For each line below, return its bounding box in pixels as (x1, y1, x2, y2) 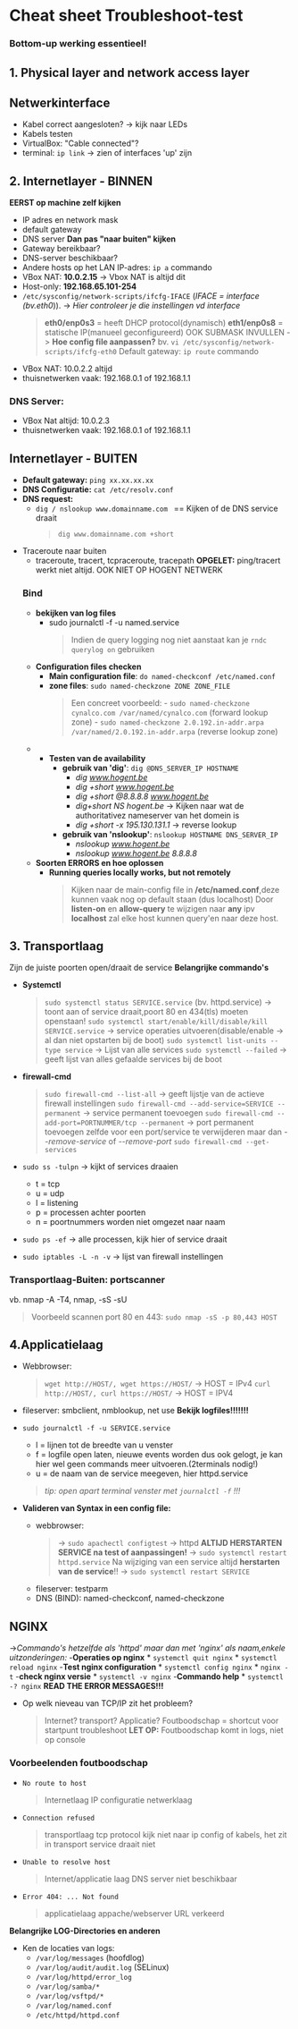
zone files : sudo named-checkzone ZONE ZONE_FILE (48, 680, 231, 691)
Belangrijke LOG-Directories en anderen (9, 1925, 161, 1936)
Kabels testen (21, 129, 73, 140)
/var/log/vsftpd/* (35, 1991, 104, 2000)
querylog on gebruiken (70, 643, 154, 654)
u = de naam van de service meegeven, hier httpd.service (35, 1468, 248, 1479)
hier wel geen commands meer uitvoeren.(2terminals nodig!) (35, 1459, 259, 1470)
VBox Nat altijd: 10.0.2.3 (21, 415, 110, 426)
